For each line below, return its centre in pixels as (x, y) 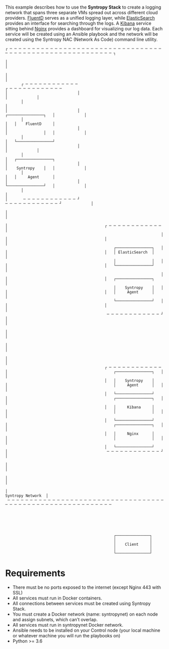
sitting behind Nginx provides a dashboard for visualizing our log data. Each (84, 29)
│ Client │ (133, 544)
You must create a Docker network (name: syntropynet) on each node (85, 614)
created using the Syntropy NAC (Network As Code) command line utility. (81, 39)
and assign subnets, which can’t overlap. (55, 619)
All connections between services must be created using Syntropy (81, 603)
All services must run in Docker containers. (57, 598)
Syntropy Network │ (27, 496)
